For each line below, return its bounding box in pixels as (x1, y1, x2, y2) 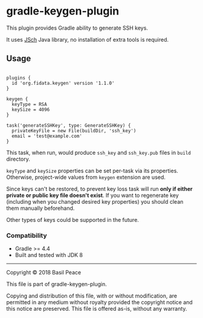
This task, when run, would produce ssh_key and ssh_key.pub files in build (6, 149, 192, 156)
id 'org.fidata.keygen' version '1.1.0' (11, 80, 115, 86)
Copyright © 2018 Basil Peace (6, 269, 82, 276)
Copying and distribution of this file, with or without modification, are (6, 292, 177, 300)
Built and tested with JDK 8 (14, 251, 83, 259)
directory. (6, 155, 30, 163)
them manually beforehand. (6, 204, 75, 212)
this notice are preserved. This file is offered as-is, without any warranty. (6, 305, 187, 313)
